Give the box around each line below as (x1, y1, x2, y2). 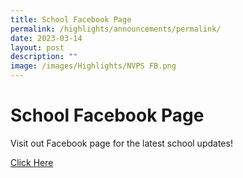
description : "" (10, 52, 78, 62)
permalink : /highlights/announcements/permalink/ (10, 24, 222, 34)
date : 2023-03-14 (10, 33, 83, 43)
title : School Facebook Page (10, 14, 132, 25)
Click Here (10, 156, 54, 168)
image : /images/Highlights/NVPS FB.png (10, 61, 177, 71)
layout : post (10, 42, 65, 53)
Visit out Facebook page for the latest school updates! (10, 137, 233, 149)
